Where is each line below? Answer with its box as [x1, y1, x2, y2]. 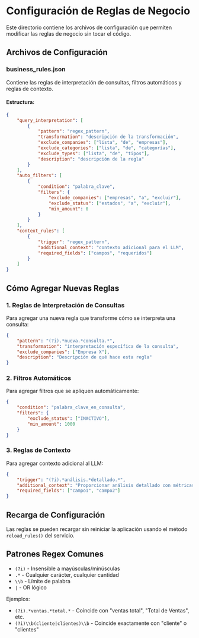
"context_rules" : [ [17, 228, 65, 234]
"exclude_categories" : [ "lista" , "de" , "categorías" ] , [37, 145, 176, 151]
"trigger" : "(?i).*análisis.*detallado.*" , [17, 477, 126, 483]
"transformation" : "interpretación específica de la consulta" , [17, 343, 179, 349]
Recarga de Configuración [6, 510, 105, 520]
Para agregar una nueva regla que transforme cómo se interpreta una [6, 314, 176, 322]
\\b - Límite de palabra [14, 577, 71, 584]
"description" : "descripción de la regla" [37, 156, 145, 162]
